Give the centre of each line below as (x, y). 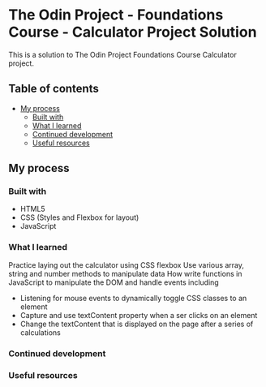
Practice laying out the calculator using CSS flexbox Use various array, (127, 264)
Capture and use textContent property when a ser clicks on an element (139, 315)
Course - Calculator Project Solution (133, 32)
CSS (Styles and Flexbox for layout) (79, 217)
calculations (40, 332)
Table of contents (54, 89)
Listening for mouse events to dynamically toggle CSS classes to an (133, 298)
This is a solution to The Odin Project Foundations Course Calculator (122, 54)
